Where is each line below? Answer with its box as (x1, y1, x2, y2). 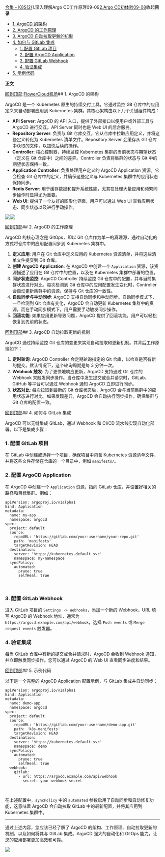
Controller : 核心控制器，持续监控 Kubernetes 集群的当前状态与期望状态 (12, 149, 156, 155)
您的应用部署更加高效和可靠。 (5, 837, 65, 843)
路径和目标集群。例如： (5, 490, 53, 496)
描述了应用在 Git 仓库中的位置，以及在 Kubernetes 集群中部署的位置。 (16, 270, 158, 275)
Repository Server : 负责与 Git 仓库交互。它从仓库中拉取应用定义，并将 (12, 130, 156, 136)
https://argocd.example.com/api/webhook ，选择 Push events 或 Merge (5, 619, 145, 625)
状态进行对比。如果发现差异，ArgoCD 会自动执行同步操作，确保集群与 (16, 393, 159, 399)
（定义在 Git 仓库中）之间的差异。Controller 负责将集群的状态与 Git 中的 (12, 155, 158, 161)
